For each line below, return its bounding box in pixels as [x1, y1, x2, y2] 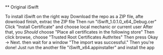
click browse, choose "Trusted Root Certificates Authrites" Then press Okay [5, 34, 159, 40]
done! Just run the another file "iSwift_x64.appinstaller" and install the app [5, 45, 155, 50]
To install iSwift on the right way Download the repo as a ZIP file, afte [5, 14, 143, 19]
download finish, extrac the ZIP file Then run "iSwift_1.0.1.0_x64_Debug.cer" [5, 19, 157, 24]
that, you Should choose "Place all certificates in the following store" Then [5, 29, 155, 35]
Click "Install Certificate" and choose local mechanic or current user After [5, 24, 153, 30]
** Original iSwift [5, 4, 39, 10]
